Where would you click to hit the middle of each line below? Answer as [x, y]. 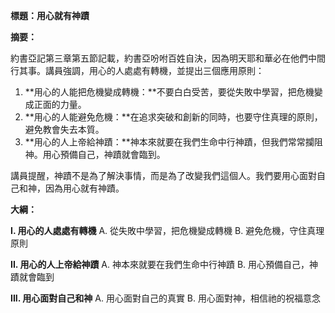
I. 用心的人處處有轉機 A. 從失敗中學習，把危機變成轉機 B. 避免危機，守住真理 [167, 230]
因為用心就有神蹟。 [84, 188]
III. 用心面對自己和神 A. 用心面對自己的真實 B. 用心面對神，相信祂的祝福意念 [165, 298]
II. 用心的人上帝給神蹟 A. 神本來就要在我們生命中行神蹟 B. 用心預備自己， [160, 264]
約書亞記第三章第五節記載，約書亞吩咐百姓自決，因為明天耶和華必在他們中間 [168, 58]
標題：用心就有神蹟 [50, 15]
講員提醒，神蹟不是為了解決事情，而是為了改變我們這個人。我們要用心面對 [163, 175]
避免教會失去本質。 [64, 129]
